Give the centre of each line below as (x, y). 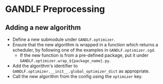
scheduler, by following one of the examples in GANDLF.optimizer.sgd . (84, 50)
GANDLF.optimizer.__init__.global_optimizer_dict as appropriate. (81, 71)
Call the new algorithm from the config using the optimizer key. (78, 76)
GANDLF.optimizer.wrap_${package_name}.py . (65, 60)
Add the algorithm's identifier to (45, 66)
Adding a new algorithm (43, 28)
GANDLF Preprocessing (55, 9)
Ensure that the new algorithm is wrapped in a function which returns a (85, 45)
